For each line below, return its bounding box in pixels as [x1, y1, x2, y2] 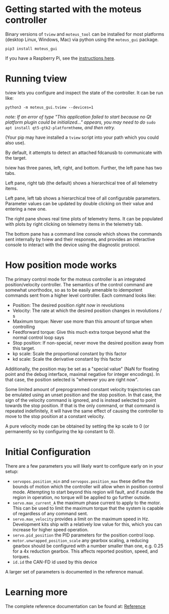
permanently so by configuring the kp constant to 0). [5, 428, 115, 434]
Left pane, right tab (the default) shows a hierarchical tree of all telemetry [5, 180, 158, 186]
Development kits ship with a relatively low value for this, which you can [12, 521, 162, 527]
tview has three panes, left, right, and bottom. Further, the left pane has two [5, 165, 162, 171]
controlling [12, 323, 35, 330]
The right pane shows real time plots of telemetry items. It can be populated [5, 215, 163, 221]
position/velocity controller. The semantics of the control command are [5, 281, 153, 287]
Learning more [5, 586, 68, 598]
